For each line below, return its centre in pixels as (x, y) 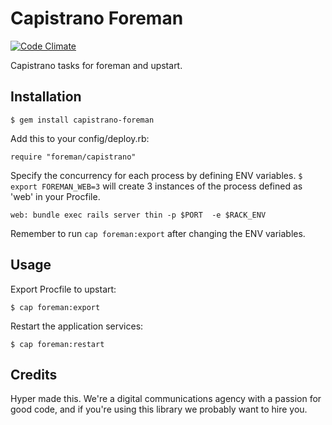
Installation (46, 97)
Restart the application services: (77, 326)
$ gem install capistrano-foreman (82, 120)
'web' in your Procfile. (55, 196)
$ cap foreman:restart (57, 344)
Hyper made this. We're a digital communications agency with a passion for (166, 399)
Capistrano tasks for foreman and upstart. (96, 65)
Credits (34, 374)
